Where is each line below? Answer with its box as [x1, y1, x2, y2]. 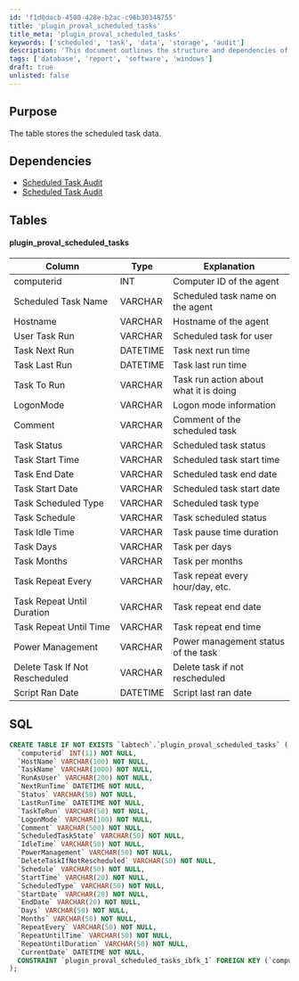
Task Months [13, 555, 69, 567]
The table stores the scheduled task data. [9, 128, 162, 138]
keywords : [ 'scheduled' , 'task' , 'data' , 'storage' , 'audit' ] [9, 37, 245, 47]
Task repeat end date [173, 600, 262, 613]
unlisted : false [9, 71, 69, 80]
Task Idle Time [13, 525, 75, 538]
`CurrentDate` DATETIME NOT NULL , [17, 947, 145, 957]
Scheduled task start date [173, 482, 280, 495]
